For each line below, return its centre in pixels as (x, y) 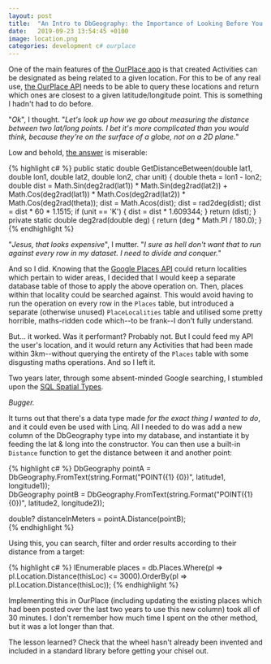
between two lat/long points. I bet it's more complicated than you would (129, 128)
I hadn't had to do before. (51, 104)
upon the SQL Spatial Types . (56, 387)
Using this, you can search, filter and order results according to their (123, 543)
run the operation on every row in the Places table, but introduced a (121, 304)
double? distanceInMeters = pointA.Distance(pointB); (97, 519)
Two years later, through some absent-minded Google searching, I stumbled (136, 378)
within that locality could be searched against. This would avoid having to (131, 295)
